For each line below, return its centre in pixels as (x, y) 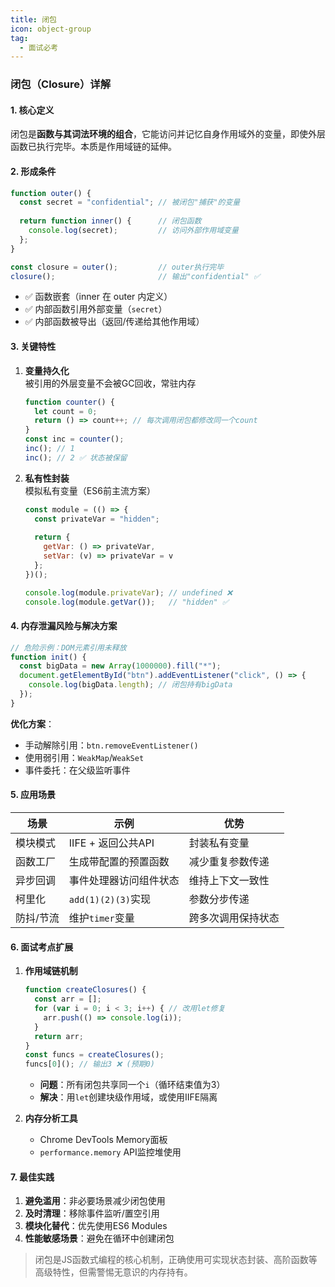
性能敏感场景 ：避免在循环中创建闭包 (99, 1238)
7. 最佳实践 (32, 1177)
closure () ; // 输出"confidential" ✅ (135, 276)
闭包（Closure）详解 (61, 84)
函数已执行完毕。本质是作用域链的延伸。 (93, 147)
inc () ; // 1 (49, 449)
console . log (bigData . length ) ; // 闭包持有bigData (130, 685)
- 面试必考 (39, 47)
